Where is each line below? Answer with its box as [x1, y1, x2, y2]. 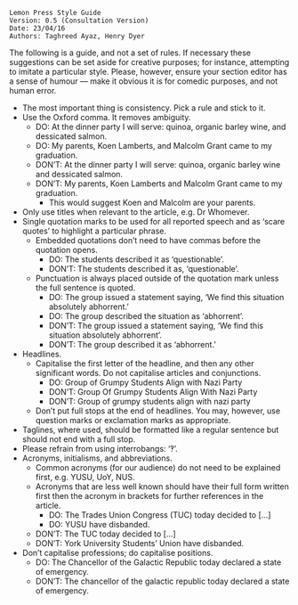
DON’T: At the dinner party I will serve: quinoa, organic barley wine [35, 159, 281, 169]
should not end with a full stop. [21, 434, 136, 445]
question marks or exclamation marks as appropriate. [35, 415, 231, 425]
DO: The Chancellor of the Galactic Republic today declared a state [35, 557, 282, 568]
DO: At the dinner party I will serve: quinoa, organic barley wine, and [35, 121, 286, 132]
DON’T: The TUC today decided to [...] [35, 528, 176, 539]
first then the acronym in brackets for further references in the [35, 491, 264, 501]
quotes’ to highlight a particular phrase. [21, 225, 167, 236]
